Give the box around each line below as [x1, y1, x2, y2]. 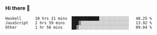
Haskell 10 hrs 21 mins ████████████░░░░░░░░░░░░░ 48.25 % [5, 16, 152, 21]
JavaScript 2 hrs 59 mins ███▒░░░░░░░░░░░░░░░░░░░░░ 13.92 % [5, 20, 152, 26]
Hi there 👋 [5, 5, 31, 12]
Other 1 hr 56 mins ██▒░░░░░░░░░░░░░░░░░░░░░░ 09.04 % [5, 25, 152, 30]
